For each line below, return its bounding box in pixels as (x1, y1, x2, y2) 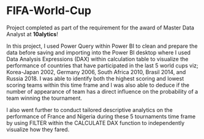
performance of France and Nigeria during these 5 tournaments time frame (6, 113, 196, 120)
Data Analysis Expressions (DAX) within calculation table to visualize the (6, 55, 189, 62)
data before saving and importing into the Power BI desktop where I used (6, 48, 191, 56)
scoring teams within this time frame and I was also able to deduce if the (6, 81, 190, 89)
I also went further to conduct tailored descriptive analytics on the (6, 106, 173, 113)
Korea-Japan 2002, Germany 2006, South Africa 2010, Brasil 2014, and (6, 68, 186, 75)
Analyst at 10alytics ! (6, 30, 58, 37)
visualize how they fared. (6, 126, 70, 133)
